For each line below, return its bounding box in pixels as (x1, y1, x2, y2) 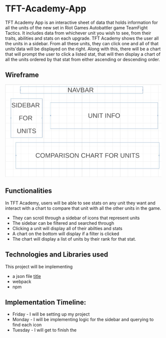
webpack (12, 278, 31, 284)
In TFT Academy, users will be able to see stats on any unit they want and (5, 200, 156, 206)
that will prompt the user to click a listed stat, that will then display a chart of (5, 51, 161, 57)
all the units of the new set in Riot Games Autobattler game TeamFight (5, 24, 148, 30)
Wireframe (5, 71, 39, 80)
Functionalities (5, 187, 52, 195)
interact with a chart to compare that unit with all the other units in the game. (5, 205, 162, 211)
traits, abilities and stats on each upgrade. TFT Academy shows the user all (5, 35, 159, 41)
